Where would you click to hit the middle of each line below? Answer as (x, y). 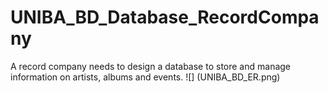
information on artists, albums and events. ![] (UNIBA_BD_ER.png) (145, 77)
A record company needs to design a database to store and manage (151, 66)
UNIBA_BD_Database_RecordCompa (165, 17)
